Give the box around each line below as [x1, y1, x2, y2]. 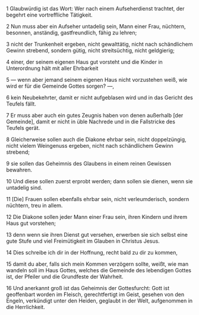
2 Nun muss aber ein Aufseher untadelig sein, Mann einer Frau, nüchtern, [6, 23, 186, 30]
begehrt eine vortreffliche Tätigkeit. [6, 11, 93, 18]
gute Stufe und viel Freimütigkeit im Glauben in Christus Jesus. [6, 237, 160, 244]
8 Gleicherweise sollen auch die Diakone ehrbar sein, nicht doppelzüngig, [6, 136, 187, 143]
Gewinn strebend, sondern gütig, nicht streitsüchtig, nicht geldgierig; [6, 47, 175, 54]
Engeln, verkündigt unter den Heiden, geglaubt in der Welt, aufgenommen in [6, 297, 193, 304]
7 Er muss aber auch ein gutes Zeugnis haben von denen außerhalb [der [6, 112, 184, 119]
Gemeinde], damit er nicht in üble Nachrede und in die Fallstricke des [6, 118, 175, 125]
